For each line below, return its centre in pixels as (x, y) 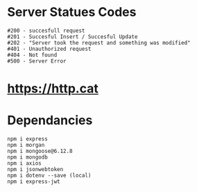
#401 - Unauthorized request (49, 49)
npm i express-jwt (34, 182)
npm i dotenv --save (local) (49, 176)
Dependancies (50, 121)
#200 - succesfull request (46, 31)
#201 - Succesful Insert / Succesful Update (72, 37)
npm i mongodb (28, 157)
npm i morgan (26, 145)
